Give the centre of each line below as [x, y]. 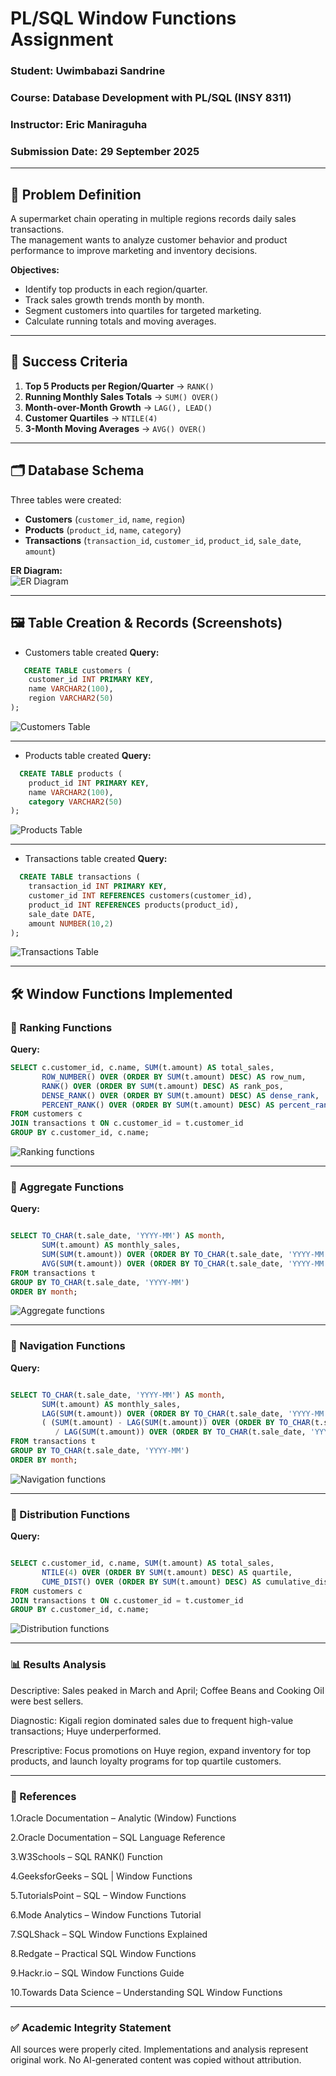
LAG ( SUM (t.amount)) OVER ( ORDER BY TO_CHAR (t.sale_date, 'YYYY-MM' [185, 1413]
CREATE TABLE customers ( [77, 670]
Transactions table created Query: [96, 859]
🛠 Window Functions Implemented [121, 993]
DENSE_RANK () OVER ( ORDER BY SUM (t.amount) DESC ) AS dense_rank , [180, 1095]
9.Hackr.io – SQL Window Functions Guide [97, 1973]
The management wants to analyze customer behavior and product [149, 240]
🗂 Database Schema [77, 470]
